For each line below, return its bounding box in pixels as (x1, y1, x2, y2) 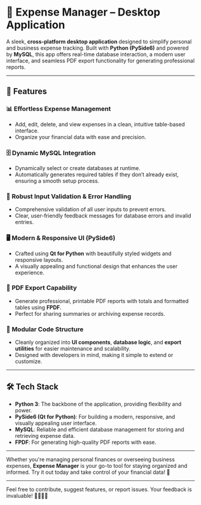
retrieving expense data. (14, 432, 75, 439)
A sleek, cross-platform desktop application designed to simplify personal (6, 38, 192, 45)
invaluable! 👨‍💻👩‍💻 (6, 492, 48, 499)
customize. (14, 358, 42, 365)
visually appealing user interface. (14, 419, 97, 427)
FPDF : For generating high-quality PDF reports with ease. (14, 439, 157, 446)
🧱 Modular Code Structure (6, 325, 84, 333)
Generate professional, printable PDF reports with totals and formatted (14, 297, 189, 304)
